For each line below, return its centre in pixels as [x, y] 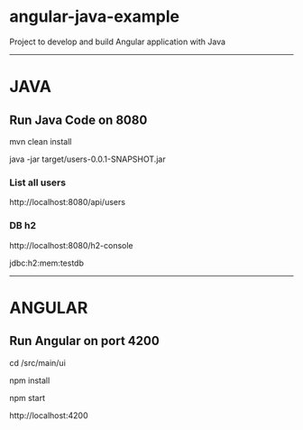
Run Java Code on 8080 [78, 120]
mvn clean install [41, 141]
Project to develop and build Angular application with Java [118, 42]
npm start [28, 397]
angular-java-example [95, 17]
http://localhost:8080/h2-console [71, 245]
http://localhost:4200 [49, 415]
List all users [37, 182]
